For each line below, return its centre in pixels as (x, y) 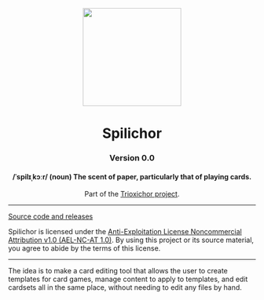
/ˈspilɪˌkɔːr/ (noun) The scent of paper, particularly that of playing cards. (132, 176)
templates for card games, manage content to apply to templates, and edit (128, 279)
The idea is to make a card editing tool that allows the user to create (118, 271)
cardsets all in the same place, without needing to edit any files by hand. (125, 287)
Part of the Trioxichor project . (132, 194)
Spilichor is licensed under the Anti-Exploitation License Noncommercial (125, 232)
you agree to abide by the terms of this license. (84, 248)
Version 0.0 (132, 158)
